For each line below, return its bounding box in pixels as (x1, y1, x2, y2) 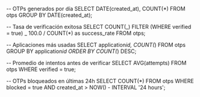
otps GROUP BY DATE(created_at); (6, 11, 92, 19)
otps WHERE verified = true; (6, 66, 77, 73)
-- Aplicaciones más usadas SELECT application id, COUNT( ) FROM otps (6, 42, 186, 48)
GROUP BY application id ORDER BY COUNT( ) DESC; (6, 48, 137, 55)
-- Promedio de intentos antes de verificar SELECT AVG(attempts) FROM (6, 60, 187, 66)
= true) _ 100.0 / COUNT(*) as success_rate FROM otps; (6, 30, 146, 37)
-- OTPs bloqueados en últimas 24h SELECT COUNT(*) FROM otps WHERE (6, 78, 194, 84)
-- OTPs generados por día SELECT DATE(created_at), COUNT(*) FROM (6, 5, 186, 12)
